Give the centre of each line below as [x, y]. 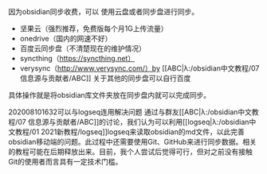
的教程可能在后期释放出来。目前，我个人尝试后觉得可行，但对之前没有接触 [130, 152]
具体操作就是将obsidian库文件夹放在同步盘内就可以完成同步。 [110, 95]
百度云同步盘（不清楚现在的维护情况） [82, 48]
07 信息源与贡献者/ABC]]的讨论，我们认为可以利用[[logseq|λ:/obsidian [133, 122]
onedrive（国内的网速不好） [66, 39]
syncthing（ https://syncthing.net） [77, 58]
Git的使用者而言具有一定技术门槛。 [65, 162]
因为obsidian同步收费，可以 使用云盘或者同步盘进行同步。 [104, 12]
